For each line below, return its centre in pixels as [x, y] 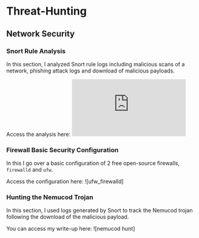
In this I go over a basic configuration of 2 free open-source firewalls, [93, 163]
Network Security [40, 34]
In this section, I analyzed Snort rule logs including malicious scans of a [96, 64]
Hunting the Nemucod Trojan [50, 197]
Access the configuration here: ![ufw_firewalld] [65, 181]
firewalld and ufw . [30, 170]
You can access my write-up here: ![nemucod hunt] [71, 229]
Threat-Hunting [46, 11]
